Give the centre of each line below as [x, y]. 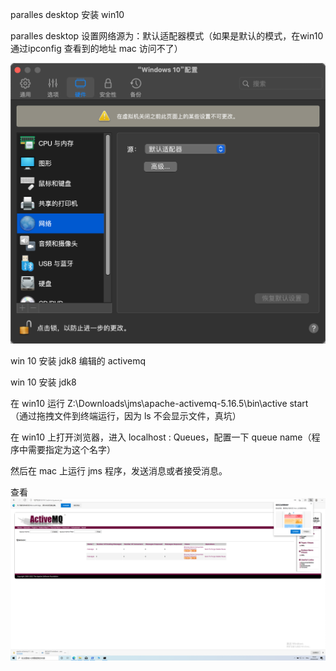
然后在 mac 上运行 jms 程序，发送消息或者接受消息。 [119, 471]
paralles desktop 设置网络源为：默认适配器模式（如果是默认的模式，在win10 [167, 36]
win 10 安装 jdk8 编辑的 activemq [78, 361]
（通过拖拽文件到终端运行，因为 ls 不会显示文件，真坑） [126, 416]
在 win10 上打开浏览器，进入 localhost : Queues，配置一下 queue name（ [161, 437]
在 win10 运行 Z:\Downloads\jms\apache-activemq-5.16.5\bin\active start [159, 404]
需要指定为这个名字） [71, 450]
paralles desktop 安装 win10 [67, 14]
